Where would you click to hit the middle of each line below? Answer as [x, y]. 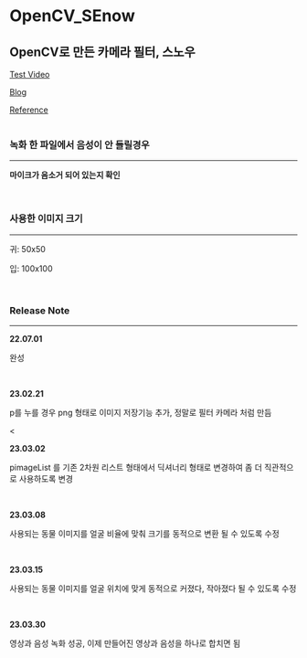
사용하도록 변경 [46, 478]
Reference [29, 110]
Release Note [40, 310]
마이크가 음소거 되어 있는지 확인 [65, 175]
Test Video [30, 74]
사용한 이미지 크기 [47, 218]
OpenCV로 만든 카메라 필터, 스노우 [102, 52]
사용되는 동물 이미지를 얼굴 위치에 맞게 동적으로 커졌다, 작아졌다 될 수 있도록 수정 [153, 588]
